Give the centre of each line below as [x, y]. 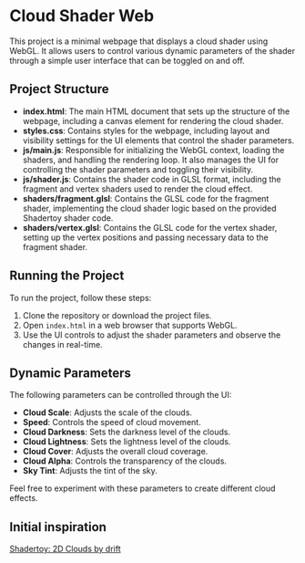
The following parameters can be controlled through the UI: [121, 395]
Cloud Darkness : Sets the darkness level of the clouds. [126, 432]
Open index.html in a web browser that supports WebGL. [130, 325]
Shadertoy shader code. [68, 218]
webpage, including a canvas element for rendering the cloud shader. [153, 120]
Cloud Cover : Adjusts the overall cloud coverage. [115, 452]
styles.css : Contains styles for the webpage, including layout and [146, 130]
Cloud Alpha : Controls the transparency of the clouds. [125, 461]
